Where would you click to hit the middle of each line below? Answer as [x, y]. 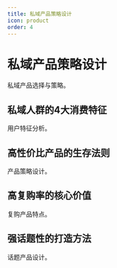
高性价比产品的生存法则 [58, 153]
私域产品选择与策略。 [38, 85]
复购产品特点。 [29, 214]
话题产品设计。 [29, 257]
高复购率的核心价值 [49, 196]
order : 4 [20, 27]
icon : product [28, 21]
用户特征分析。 [29, 128]
